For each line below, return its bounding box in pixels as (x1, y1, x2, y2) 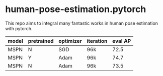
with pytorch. (5, 25, 33, 31)
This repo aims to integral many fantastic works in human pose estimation (5, 20, 158, 26)
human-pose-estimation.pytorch (5, 4, 146, 15)
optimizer (58, 37, 82, 44)
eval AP (112, 37, 131, 44)
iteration (87, 37, 108, 44)
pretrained (28, 37, 54, 44)
